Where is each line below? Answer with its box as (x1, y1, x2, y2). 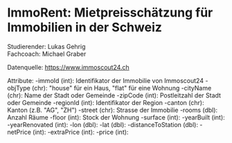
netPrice (7, 128, 31, 136)
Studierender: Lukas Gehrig (7, 42, 86, 50)
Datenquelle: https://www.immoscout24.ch (7, 63, 130, 71)
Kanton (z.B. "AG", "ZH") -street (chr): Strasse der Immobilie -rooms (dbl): (7, 106, 218, 114)
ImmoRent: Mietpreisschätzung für (7, 5, 213, 21)
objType (7, 84, 31, 92)
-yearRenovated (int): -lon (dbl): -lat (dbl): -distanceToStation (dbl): (7, 120, 199, 128)
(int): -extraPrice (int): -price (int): (32, 128, 129, 136)
